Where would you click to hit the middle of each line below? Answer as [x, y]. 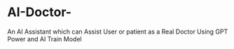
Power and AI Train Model [44, 38]
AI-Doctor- [40, 12]
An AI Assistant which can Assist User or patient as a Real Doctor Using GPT [118, 31]
